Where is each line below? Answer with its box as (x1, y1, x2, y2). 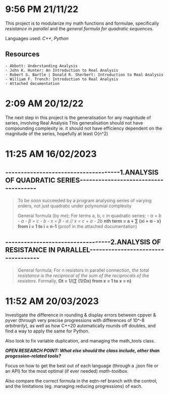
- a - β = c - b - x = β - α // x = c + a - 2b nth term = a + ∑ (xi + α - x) (17, 218, 161, 224)
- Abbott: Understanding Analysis (5, 63, 78, 69)
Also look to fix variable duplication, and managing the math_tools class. (5, 338, 155, 344)
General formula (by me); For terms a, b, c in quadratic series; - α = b (17, 212, 162, 218)
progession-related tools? (5, 353, 62, 359)
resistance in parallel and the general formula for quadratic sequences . (5, 25, 154, 31)
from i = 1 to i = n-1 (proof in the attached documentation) (17, 223, 138, 229)
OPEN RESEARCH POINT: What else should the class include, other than (5, 348, 160, 354)
